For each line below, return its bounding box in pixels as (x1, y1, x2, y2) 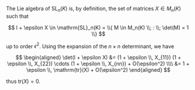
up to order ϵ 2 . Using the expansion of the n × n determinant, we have (6, 41, 175, 49)
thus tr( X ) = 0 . (6, 78, 41, 85)
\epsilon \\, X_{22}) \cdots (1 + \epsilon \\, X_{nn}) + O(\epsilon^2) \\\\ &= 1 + (6, 60, 190, 67)
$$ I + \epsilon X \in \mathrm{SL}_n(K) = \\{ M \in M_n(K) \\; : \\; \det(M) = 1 (8, 24, 189, 31)
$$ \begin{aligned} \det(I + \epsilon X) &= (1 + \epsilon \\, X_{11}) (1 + (15, 54, 182, 61)
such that (6, 12, 29, 19)
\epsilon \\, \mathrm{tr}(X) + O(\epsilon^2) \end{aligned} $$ (26, 66, 171, 74)
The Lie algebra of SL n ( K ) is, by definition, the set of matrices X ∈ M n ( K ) (6, 5, 182, 14)
